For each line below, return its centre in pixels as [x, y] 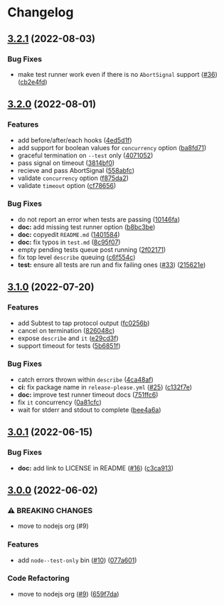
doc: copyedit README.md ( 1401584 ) [69, 234]
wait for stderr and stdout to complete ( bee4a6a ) [89, 409]
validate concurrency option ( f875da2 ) [73, 178]
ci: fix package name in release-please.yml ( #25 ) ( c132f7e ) [105, 387]
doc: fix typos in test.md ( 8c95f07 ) [69, 242]
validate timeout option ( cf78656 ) [67, 185]
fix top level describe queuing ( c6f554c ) [76, 257]
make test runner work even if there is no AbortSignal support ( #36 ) [118, 74]
